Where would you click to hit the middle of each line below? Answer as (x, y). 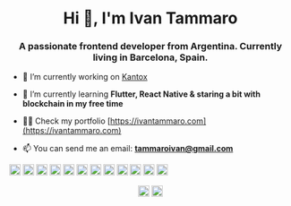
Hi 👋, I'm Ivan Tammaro (150, 18)
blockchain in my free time (73, 104)
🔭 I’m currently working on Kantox (85, 77)
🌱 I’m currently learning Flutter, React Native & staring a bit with (141, 94)
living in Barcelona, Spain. (150, 57)
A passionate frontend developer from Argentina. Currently (150, 47)
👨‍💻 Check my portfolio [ (66, 121)
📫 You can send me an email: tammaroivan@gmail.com (128, 149)
